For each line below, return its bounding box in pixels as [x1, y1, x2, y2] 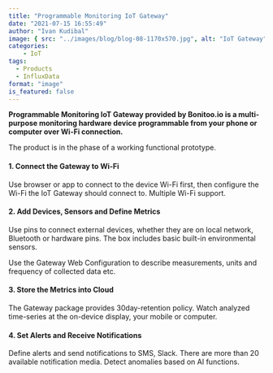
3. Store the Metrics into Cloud [8, 285, 114, 295]
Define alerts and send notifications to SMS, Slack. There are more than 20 [8, 349, 259, 358]
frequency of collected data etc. [8, 266, 116, 276]
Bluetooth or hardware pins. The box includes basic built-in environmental [8, 233, 256, 243]
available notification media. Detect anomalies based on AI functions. [8, 357, 240, 366]
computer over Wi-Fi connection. [8, 127, 123, 137]
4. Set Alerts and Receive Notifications [8, 330, 142, 340]
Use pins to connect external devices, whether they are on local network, [8, 224, 253, 234]
